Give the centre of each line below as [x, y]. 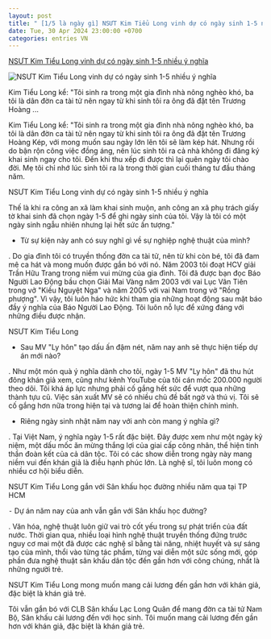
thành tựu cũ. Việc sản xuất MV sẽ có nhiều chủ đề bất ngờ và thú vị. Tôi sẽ [134, 397]
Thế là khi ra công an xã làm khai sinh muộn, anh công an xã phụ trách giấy [134, 208]
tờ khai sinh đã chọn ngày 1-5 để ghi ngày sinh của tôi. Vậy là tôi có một [127, 216]
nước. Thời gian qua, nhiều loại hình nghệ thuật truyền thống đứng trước [128, 535]
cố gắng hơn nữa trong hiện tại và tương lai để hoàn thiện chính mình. [124, 406]
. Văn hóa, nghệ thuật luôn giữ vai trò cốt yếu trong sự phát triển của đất [128, 527]
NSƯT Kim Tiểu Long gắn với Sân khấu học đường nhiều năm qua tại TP [128, 487]
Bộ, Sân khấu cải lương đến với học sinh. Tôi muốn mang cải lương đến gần [133, 618]
